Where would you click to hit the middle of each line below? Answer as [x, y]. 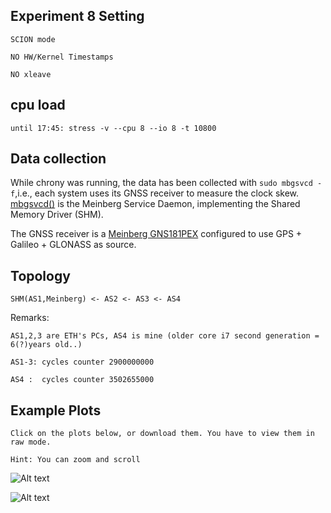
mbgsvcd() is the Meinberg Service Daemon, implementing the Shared [155, 204]
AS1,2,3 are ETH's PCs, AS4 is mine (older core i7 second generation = [165, 336]
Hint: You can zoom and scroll [75, 460]
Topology [40, 275]
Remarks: [30, 318]
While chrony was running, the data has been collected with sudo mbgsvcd [161, 183]
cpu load [38, 105]
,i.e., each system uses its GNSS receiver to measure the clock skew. [157, 193]
